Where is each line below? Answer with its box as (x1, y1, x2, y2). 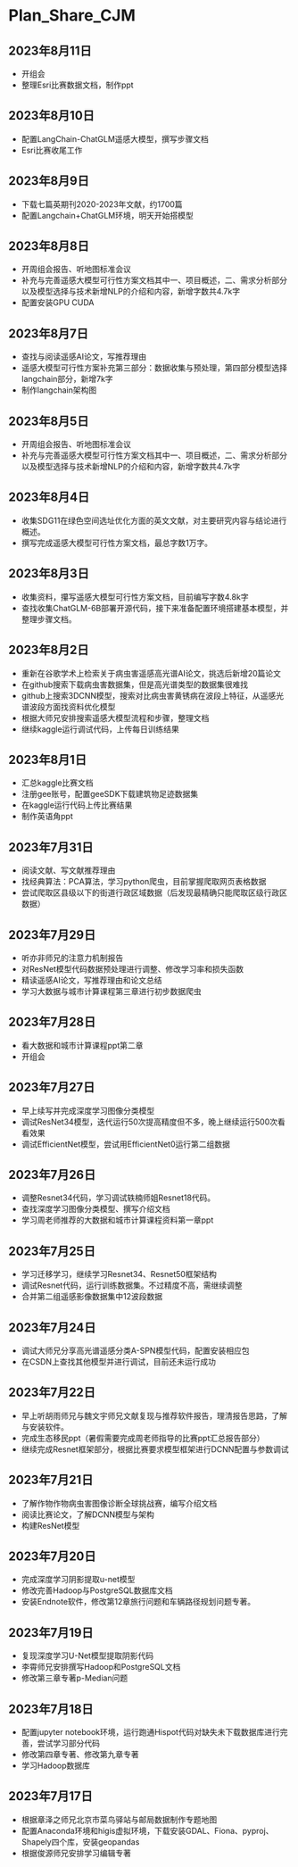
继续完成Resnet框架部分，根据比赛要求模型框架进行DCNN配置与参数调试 (21, 1443, 289, 1455)
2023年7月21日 (8, 1473, 94, 1488)
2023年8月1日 (8, 751, 87, 768)
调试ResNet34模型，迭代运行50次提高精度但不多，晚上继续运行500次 (21, 1116, 278, 1127)
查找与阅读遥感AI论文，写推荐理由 (21, 352, 147, 362)
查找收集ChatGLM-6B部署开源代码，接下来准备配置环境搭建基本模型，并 (21, 602, 289, 613)
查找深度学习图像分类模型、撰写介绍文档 (21, 1204, 170, 1215)
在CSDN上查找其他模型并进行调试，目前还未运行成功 (21, 1357, 216, 1366)
